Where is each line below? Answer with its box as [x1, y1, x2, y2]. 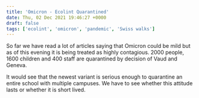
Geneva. [6, 62, 27, 69]
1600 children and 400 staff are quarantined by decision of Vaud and [6, 55, 178, 62]
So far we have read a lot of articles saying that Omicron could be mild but [6, 42, 191, 50]
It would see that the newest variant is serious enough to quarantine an [6, 73, 183, 80]
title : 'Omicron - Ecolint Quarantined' [6, 8, 110, 15]
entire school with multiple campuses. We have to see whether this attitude [6, 80, 193, 87]
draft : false [6, 20, 39, 26]
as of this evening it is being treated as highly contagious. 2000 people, [6, 49, 185, 56]
